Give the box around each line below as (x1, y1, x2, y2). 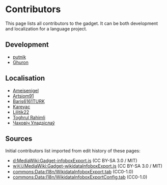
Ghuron (12, 59, 29, 65)
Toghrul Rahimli (12, 114, 46, 120)
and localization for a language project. (5, 25, 88, 31)
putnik (12, 54, 26, 60)
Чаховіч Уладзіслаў (12, 120, 55, 126)
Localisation (5, 74, 45, 83)
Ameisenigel (12, 87, 39, 93)
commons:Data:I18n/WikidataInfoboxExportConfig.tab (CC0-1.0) (12, 174, 148, 180)
